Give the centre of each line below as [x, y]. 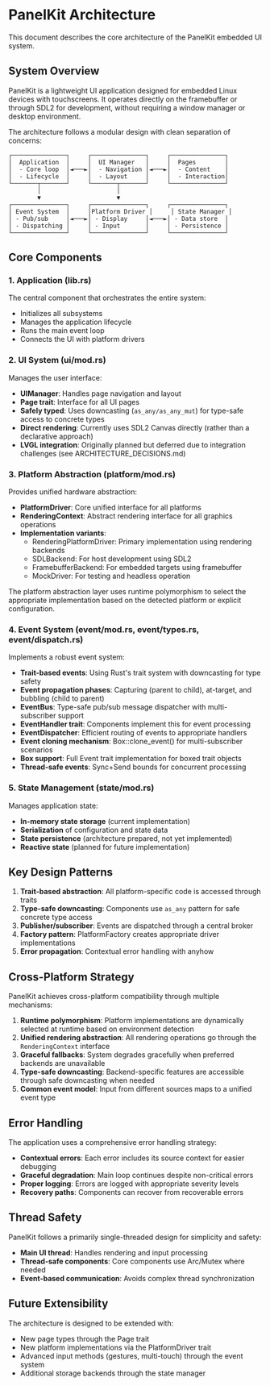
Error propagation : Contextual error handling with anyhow [117, 951]
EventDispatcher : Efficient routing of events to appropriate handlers [133, 733]
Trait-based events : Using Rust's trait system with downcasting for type [140, 673]
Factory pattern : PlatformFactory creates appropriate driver [120, 934]
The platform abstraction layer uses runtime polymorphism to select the [127, 592]
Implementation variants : [63, 533]
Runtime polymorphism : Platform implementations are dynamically [132, 1021]
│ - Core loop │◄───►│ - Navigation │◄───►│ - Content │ [118, 169]
